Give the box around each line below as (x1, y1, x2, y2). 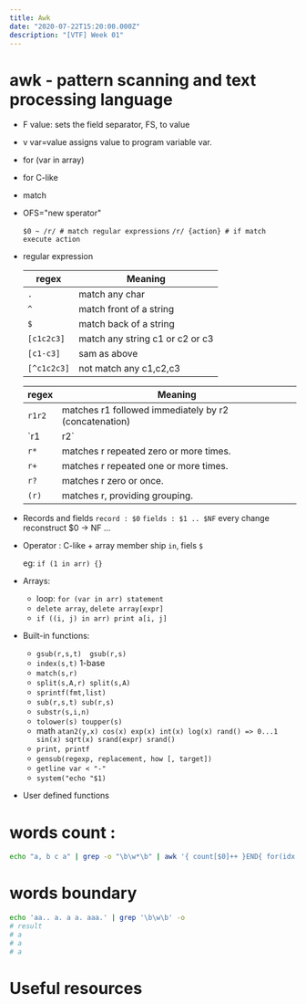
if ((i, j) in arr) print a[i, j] (36, 614, 168, 623)
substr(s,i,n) (36, 708, 90, 717)
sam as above (78, 348, 138, 361)
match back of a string (78, 318, 175, 330)
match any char (78, 288, 146, 301)
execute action (22, 235, 81, 245)
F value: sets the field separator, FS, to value (22, 120, 190, 131)
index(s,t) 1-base (36, 658, 106, 669)
